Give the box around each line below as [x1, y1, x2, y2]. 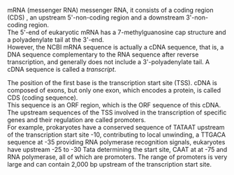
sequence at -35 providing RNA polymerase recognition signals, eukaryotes [7, 138, 226, 146]
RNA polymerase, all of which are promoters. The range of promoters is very [7, 153, 228, 161]
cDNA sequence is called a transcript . [7, 66, 117, 73]
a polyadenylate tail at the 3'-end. [7, 36, 105, 44]
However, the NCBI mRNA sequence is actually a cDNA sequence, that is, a [7, 43, 224, 51]
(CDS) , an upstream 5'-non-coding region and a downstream [7, 13, 185, 22]
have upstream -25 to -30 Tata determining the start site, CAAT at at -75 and [7, 146, 228, 153]
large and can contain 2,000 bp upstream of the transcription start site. [7, 160, 212, 168]
